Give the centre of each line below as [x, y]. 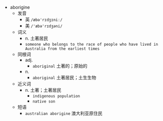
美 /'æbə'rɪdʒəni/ [44, 26]
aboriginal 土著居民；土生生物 [64, 78]
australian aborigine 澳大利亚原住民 [64, 113]
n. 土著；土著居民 [43, 90]
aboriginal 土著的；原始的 [60, 66]
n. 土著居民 [36, 38]
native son [44, 101]
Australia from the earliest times [62, 49]
